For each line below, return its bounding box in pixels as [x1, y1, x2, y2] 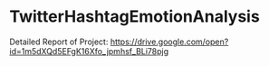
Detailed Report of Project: [9, 36, 109, 47]
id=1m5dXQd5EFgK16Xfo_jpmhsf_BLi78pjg [9, 45, 169, 56]
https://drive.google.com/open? [110, 36, 229, 47]
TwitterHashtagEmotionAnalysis [9, 6, 260, 27]
